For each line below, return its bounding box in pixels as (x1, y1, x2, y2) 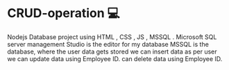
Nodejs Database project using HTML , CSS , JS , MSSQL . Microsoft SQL (7, 32, 217, 41)
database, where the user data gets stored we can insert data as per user (7, 47, 217, 56)
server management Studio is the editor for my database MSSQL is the (7, 40, 210, 48)
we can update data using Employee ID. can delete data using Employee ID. (7, 54, 223, 62)
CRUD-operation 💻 (7, 5, 120, 21)
